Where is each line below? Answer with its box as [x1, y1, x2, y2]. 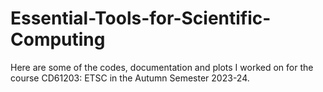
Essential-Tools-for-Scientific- [10, 7, 272, 30]
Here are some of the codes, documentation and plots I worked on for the [10, 61, 314, 73]
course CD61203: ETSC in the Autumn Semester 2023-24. [10, 72, 250, 84]
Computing [10, 28, 106, 51]
